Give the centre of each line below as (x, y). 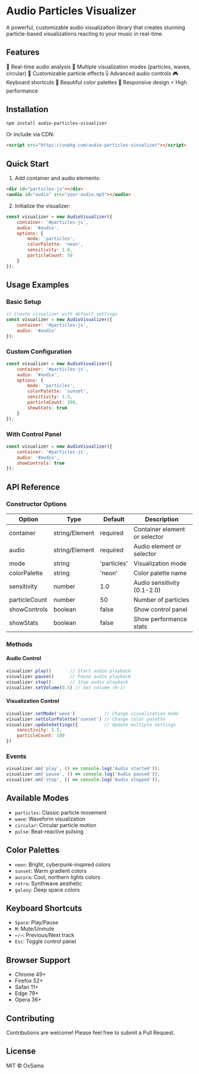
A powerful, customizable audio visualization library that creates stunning (96, 27)
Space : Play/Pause (36, 923)
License (21, 1051)
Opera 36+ (28, 1000)
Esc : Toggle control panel (45, 942)
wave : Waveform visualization (50, 819)
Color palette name (160, 573)
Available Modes (38, 798)
